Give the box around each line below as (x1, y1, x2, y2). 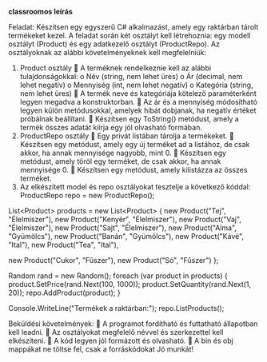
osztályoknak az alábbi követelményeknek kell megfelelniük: (8, 48, 207, 57)
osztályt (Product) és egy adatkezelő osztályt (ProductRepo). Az (8, 39, 220, 49)
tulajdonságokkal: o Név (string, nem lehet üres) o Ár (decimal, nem (19, 72, 243, 81)
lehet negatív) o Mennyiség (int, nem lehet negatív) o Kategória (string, (19, 80, 253, 90)
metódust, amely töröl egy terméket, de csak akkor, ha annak (19, 157, 221, 166)
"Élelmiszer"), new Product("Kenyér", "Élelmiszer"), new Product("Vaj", (8, 215, 242, 224)
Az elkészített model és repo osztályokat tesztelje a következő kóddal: (19, 182, 251, 191)
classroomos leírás (8, 7, 74, 16)
